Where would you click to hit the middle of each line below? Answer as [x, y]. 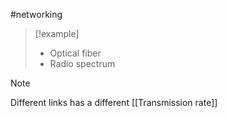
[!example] [57, 33]
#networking [36, 14]
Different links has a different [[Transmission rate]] [114, 102]
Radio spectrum [82, 63]
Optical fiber [75, 53]
